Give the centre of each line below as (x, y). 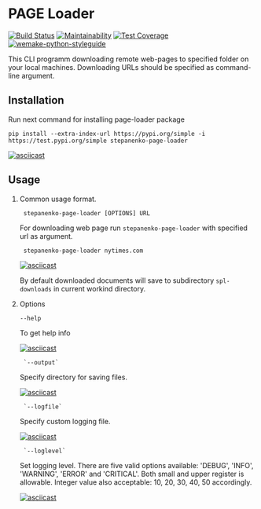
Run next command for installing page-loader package (96, 119)
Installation (36, 100)
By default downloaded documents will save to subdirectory (117, 280)
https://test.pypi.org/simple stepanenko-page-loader (98, 141)
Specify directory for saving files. (74, 377)
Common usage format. (58, 199)
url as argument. (46, 236)
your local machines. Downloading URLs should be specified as (111, 67)
